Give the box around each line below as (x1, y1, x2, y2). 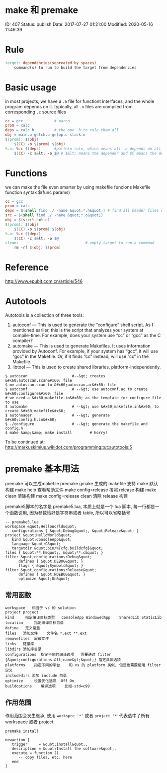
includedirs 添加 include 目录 (5, 673, 67, 678)
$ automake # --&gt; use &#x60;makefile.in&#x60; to (5, 404, 159, 409)
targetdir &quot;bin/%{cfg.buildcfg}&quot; (11, 545, 103, 551)
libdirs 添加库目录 (5, 647, 42, 652)
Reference (5, 262, 49, 273)
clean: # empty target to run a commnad (5, 241, 155, 246)
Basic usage (5, 82, 57, 93)
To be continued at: (5, 439, 45, 445)
